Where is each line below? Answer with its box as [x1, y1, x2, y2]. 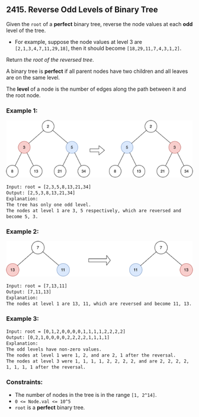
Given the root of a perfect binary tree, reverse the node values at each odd [6, 20, 193, 27]
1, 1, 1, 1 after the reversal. [6, 364, 86, 370]
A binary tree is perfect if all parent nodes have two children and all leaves [6, 68, 188, 75]
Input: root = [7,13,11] [6, 283, 68, 289]
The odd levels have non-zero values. [6, 346, 102, 352]
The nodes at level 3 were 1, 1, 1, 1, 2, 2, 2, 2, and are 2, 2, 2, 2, [6, 358, 190, 364]
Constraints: [6, 378, 43, 386]
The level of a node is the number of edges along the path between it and [6, 85, 187, 93]
